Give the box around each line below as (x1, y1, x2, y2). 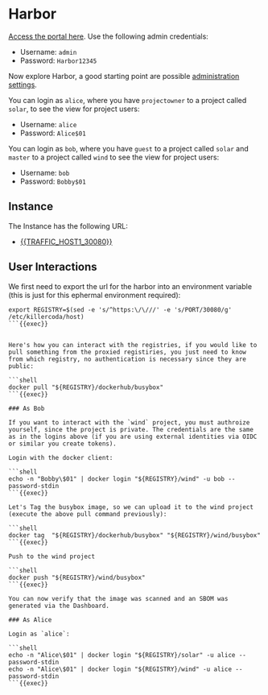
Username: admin (19, 47, 77, 56)
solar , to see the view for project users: (8, 104, 140, 114)
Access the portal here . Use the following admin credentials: (8, 31, 209, 41)
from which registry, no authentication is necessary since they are (8, 355, 247, 363)
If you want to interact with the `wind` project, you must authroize (8, 418, 250, 427)
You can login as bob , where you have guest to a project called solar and (8, 143, 249, 153)
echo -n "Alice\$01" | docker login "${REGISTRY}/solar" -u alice (8, 651, 236, 659)
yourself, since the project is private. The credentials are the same (8, 425, 254, 433)
